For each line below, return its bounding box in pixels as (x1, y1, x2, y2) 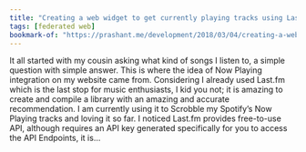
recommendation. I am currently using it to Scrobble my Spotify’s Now (9, 104, 272, 115)
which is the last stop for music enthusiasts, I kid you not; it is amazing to (9, 84, 284, 96)
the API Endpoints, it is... (9, 133, 101, 144)
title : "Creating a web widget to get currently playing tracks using (9, 13, 283, 23)
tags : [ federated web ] (9, 22, 96, 31)
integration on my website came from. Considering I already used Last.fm (9, 75, 285, 86)
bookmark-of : (9, 30, 59, 39)
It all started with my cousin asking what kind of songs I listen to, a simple (9, 56, 285, 66)
